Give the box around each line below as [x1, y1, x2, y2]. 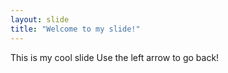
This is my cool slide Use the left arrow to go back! [10, 51, 220, 63]
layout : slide [10, 14, 70, 25]
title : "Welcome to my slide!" [10, 24, 141, 34]
